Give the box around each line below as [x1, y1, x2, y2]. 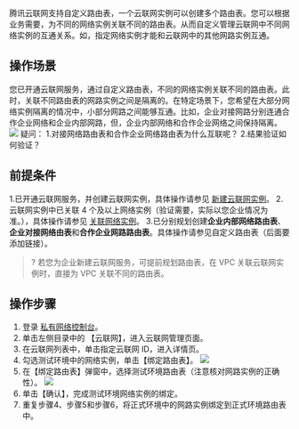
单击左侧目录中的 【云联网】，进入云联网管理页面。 [21, 333, 208, 344]
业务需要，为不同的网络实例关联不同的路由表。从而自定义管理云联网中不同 [9, 19, 282, 29]
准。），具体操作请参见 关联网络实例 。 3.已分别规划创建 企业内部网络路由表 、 [9, 215, 287, 226]
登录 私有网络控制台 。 [21, 321, 103, 332]
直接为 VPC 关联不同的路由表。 [54, 268, 169, 279]
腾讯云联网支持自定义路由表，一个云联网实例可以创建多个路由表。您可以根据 [9, 8, 290, 18]
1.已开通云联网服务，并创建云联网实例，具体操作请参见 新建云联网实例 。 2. [9, 193, 284, 204]
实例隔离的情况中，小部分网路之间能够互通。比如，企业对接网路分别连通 [16, 106, 282, 117]
